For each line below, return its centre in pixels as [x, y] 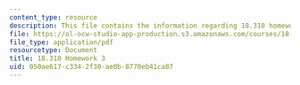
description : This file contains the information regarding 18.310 [137, 26]
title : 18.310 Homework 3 [57, 58]
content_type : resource [54, 17]
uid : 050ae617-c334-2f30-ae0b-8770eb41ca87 [92, 67]
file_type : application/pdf [62, 42]
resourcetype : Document [54, 50]
